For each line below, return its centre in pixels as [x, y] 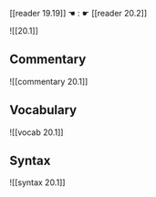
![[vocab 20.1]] [36, 132]
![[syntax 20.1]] [37, 182]
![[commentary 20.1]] [49, 81]
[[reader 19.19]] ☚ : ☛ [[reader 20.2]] [78, 13]
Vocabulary [43, 110]
